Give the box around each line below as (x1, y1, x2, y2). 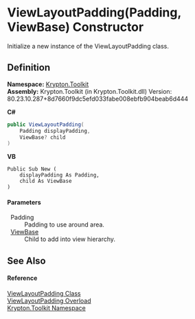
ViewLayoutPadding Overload (7, 296, 91, 305)
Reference (7, 274, 38, 282)
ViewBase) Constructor (7, 19, 144, 35)
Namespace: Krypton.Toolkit (7, 80, 89, 88)
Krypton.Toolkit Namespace (7, 304, 86, 312)
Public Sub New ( (7, 166, 57, 173)
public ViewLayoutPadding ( (7, 121, 84, 128)
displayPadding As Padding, (19, 172, 100, 179)
